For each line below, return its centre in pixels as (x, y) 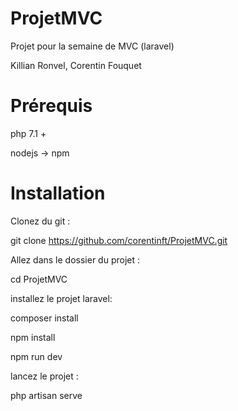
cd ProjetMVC (39, 279)
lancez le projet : (44, 376)
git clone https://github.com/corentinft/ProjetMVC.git (119, 240)
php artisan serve (46, 395)
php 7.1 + (28, 133)
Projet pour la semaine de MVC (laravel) (92, 46)
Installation (58, 193)
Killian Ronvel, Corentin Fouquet (76, 65)
